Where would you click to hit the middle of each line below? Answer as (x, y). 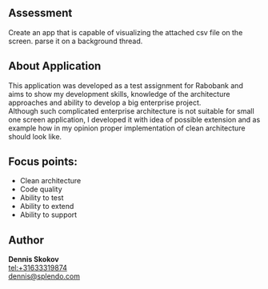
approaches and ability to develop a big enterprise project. (105, 102)
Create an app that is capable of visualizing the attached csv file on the (126, 32)
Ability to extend (47, 207)
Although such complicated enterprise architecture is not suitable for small (131, 110)
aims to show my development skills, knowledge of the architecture (119, 94)
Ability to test (42, 198)
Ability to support (48, 215)
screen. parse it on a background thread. (76, 41)
